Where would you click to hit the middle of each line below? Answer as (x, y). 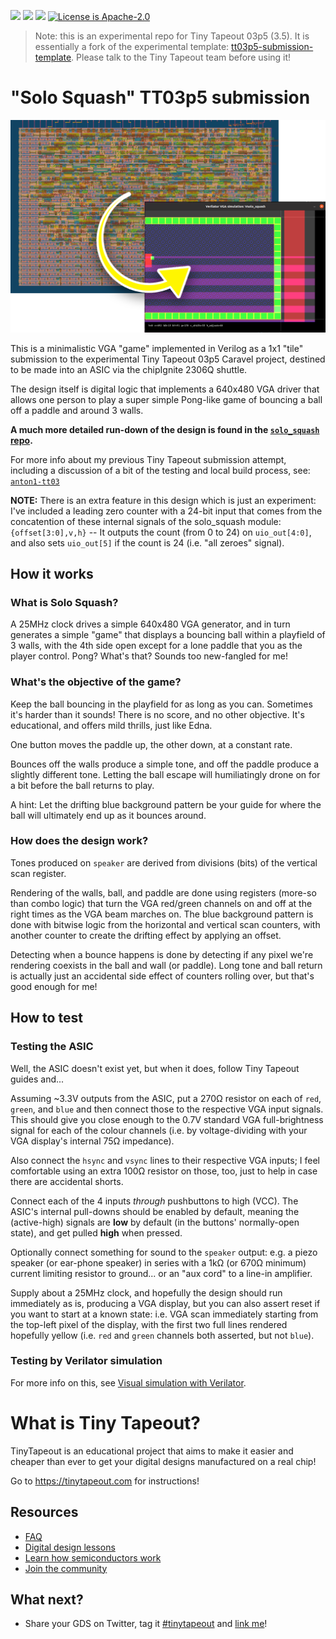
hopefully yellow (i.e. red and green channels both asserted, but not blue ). (162, 1335)
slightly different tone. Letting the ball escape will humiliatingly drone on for (165, 774)
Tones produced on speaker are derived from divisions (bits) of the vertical (164, 862)
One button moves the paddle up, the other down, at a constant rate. (151, 744)
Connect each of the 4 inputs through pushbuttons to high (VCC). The (154, 1201)
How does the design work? (79, 841)
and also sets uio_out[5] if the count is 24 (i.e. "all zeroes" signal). (147, 542)
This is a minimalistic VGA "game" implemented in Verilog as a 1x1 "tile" (157, 348)
